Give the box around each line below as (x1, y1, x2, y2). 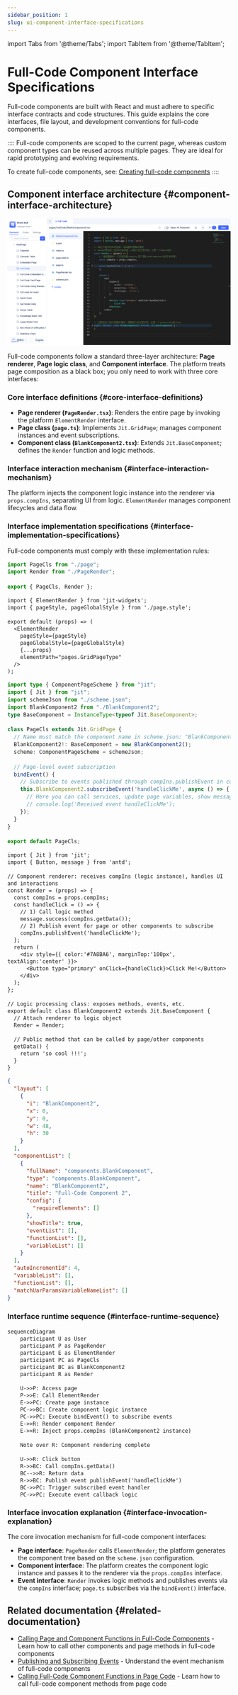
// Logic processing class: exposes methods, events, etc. (7, 1001, 186, 1008)
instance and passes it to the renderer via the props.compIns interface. (17, 1569, 223, 1577)
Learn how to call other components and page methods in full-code (17, 1642, 215, 1650)
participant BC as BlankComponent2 (20, 1363, 125, 1370)
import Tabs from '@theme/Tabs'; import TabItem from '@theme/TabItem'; (7, 39, 225, 47)
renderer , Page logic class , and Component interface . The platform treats (7, 359, 226, 368)
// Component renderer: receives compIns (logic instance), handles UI (7, 873, 223, 880)
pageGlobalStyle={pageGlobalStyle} (20, 640, 125, 647)
